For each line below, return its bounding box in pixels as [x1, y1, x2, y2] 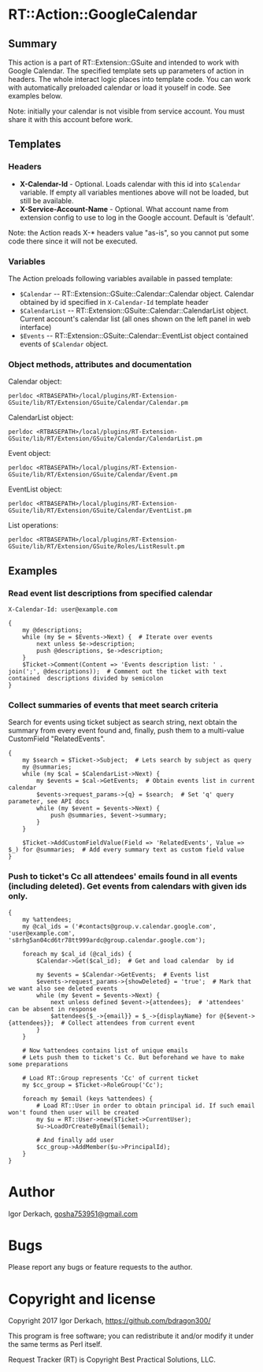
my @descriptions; [22, 626, 83, 634]
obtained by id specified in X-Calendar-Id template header [19, 297, 209, 306]
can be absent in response [8, 1005, 97, 1013]
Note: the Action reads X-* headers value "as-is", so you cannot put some [8, 228, 250, 237]
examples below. [8, 91, 63, 100]
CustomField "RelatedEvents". [8, 734, 106, 743]
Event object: [8, 449, 51, 458]
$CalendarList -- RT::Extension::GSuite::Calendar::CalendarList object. [19, 306, 249, 315]
